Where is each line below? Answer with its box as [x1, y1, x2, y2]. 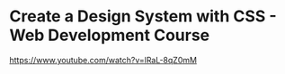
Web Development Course [9, 25, 210, 45]
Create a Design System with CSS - [9, 6, 277, 27]
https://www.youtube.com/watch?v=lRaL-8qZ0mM [9, 54, 198, 65]
